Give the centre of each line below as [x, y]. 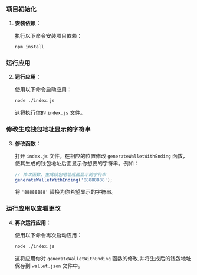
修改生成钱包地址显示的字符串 [49, 130]
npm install [29, 47]
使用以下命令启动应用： [43, 90]
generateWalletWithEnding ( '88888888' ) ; [64, 180]
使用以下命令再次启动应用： [48, 235]
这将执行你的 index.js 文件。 [50, 112]
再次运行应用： [33, 223]
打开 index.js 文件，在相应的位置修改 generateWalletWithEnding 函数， [101, 156]
